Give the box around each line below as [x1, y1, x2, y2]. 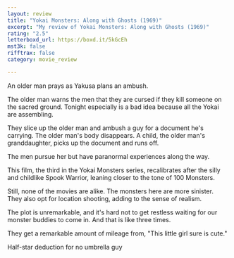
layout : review [7, 10, 52, 18]
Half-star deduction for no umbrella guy [7, 243, 123, 251]
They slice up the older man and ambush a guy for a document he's [7, 124, 204, 132]
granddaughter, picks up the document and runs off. [7, 138, 159, 147]
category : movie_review [7, 56, 78, 63]
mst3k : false [7, 43, 46, 50]
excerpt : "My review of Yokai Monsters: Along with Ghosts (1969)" [7, 23, 210, 30]
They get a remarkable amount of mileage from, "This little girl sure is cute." [7, 229, 228, 238]
